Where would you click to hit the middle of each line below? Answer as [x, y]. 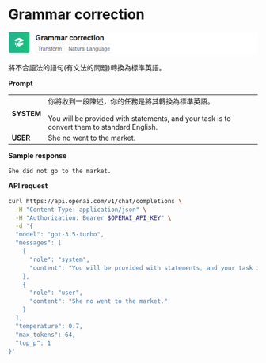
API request [28, 185]
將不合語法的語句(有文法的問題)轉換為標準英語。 [87, 68]
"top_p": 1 [33, 343]
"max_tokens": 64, [46, 335]
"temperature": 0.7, [49, 326]
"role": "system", [59, 259]
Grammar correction [76, 15]
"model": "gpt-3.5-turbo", [60, 235]
